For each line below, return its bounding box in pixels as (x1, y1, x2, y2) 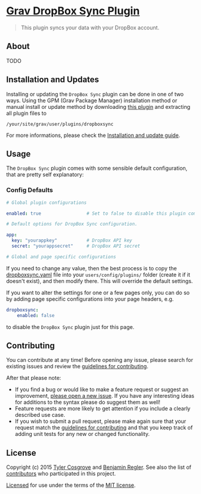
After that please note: (6, 374, 62, 382)
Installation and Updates (6, 75, 99, 85)
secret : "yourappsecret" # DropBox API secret (11, 243, 141, 249)
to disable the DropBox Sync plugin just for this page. (6, 323, 135, 330)
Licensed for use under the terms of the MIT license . (6, 481, 136, 489)
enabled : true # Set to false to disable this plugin (6, 211, 186, 216)
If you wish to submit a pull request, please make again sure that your (14, 417, 187, 425)
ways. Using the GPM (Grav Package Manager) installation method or (6, 97, 178, 104)
